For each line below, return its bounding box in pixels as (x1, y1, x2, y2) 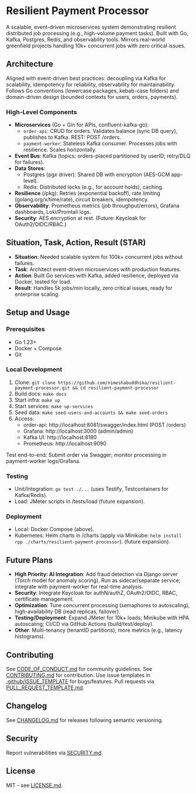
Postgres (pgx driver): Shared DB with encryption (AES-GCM (23, 171, 170, 178)
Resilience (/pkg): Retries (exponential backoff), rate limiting (14, 190, 160, 197)
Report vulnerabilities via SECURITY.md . (6, 749, 104, 756)
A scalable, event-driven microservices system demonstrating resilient (6, 23, 176, 30)
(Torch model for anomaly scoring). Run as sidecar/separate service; (14, 577, 181, 584)
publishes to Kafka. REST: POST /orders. (23, 134, 121, 141)
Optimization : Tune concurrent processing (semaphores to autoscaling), (14, 602, 190, 609)
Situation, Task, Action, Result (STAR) (6, 238, 146, 248)
